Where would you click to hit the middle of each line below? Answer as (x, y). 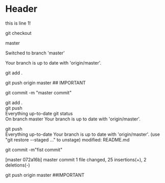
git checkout (18, 33)
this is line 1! (18, 23)
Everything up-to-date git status (39, 113)
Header (21, 9)
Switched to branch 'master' (35, 53)
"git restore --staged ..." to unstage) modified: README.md (67, 139)
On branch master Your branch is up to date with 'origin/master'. (73, 119)
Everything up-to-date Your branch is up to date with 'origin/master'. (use (82, 134)
